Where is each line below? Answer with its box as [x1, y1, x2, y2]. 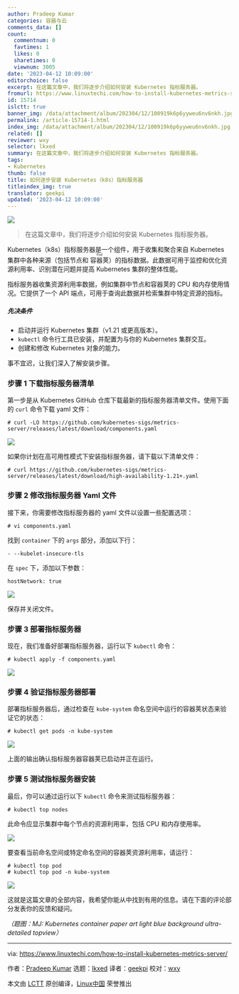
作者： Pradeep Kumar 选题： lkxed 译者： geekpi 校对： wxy [7, 964, 181, 973]
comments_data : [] [7, 24, 62, 31]
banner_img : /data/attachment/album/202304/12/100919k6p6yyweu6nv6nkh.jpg [7, 110, 234, 117]
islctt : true [7, 103, 46, 111]
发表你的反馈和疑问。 [13, 904, 76, 913]
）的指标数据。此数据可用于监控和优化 [108, 256, 221, 265]
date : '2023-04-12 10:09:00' [7, 70, 94, 77]
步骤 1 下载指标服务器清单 [7, 379, 95, 389]
